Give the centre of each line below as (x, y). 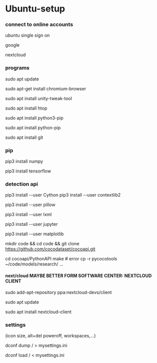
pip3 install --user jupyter (32, 224)
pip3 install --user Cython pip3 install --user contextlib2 (63, 195)
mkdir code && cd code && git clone (42, 244)
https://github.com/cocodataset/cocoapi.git (50, 249)
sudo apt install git (24, 137)
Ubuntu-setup (35, 9)
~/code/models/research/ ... (34, 264)
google (13, 45)
